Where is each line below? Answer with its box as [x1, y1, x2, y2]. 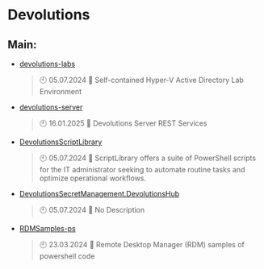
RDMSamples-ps [19, 224, 76, 233]
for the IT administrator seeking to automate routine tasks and [39, 165, 245, 174]
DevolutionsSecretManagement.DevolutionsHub [19, 189, 180, 198]
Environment [39, 87, 82, 96]
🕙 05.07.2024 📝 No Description [39, 205, 145, 214]
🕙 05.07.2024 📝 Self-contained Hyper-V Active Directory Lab [39, 75, 244, 85]
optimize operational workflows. [39, 173, 147, 183]
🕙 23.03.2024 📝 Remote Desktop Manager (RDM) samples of [39, 240, 245, 249]
